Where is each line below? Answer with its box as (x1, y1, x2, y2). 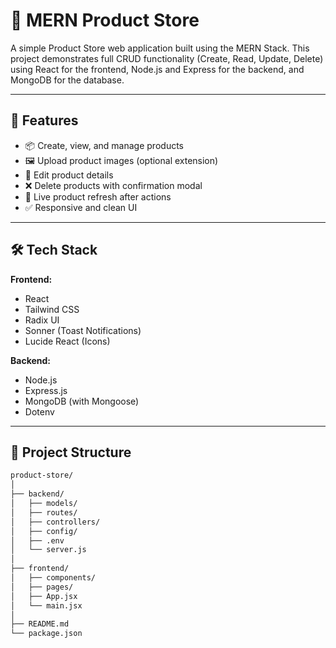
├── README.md (10, 619, 70, 629)
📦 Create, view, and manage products (24, 139, 184, 151)
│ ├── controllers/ (10, 517, 101, 527)
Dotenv (24, 405, 55, 418)
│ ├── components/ (10, 573, 97, 583)
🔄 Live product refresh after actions (24, 190, 172, 203)
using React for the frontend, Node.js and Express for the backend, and (10, 63, 305, 75)
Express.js (24, 384, 68, 396)
